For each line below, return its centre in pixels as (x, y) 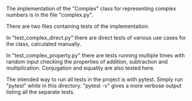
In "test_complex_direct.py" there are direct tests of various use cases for (96, 38)
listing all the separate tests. (41, 92)
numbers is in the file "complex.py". (50, 15)
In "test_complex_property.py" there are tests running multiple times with (96, 55)
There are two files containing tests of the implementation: (78, 26)
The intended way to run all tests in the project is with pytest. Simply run (95, 79)
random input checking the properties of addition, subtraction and (87, 62)
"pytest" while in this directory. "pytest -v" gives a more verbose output (94, 86)
